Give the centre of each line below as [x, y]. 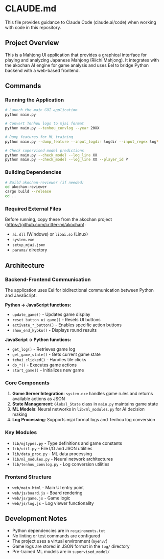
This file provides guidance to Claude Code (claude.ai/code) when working [81, 22]
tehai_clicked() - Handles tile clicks [49, 360]
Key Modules [21, 433]
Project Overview [32, 43]
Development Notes [36, 519]
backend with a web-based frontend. [42, 70]
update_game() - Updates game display [51, 314]
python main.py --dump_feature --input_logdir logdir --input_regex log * [82, 141]
